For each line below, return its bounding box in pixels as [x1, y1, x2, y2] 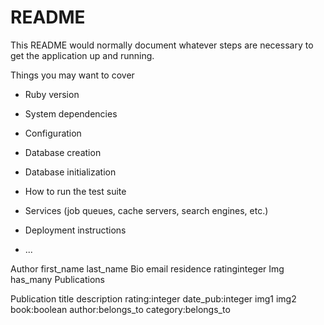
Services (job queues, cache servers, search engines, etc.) [24, 204, 269, 216]
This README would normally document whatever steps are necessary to [10, 39, 314, 51]
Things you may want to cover [10, 69, 135, 81]
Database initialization [24, 166, 117, 178]
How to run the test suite [24, 185, 127, 197]
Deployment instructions [24, 224, 127, 236]
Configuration [24, 127, 82, 139]
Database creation [24, 146, 102, 158]
